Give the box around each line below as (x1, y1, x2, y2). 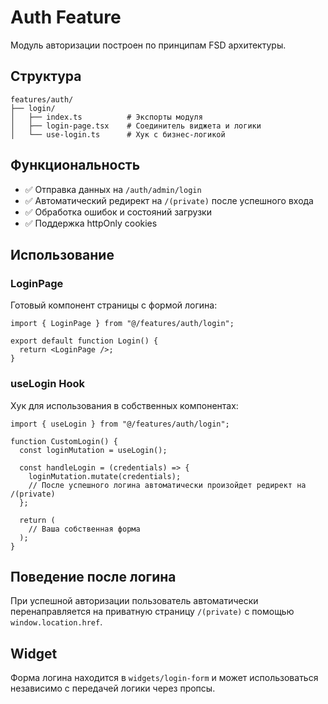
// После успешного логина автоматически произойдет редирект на (28, 480, 307, 490)
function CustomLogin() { (10, 436, 118, 446)
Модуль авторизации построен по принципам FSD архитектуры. (10, 39, 287, 51)
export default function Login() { (10, 336, 159, 346)
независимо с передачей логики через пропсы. (10, 682, 216, 695)
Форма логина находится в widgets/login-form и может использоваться (10, 672, 319, 684)
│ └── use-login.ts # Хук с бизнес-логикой (10, 129, 226, 140)
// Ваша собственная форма (28, 524, 141, 534)
